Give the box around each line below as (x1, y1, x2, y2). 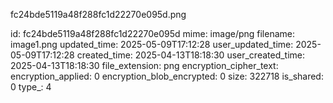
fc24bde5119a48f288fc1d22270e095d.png (10, 9, 187, 20)
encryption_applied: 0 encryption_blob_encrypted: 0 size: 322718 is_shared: (10, 70, 324, 82)
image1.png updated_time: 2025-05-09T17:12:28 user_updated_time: (10, 39, 294, 50)
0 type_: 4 (10, 81, 52, 93)
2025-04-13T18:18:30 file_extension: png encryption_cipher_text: (10, 60, 279, 71)
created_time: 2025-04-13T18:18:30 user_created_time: (76, 49, 306, 61)
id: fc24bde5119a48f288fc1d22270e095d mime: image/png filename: (10, 28, 296, 39)
